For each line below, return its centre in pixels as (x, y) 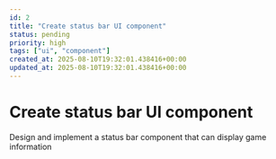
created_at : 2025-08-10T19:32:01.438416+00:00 (98, 59)
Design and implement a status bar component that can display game (138, 137)
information (31, 146)
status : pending (40, 34)
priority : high (38, 43)
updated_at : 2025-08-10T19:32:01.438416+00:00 (98, 68)
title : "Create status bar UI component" (88, 26)
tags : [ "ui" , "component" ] (60, 51)
